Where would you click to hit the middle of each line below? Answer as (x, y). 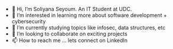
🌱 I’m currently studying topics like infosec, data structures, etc (89, 27)
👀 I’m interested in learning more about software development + (89, 15)
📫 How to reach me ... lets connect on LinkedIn (70, 40)
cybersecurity (29, 21)
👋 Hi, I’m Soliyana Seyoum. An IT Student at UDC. (72, 9)
